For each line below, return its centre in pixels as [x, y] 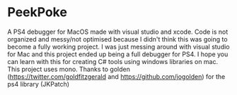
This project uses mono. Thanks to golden [69, 69]
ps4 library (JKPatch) [38, 84]
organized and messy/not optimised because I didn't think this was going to [117, 39]
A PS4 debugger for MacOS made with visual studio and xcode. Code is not [118, 32]
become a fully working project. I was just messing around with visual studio [118, 46]
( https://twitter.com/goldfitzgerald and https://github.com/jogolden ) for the [116, 76]
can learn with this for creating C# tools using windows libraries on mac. [112, 61]
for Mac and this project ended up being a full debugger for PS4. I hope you [118, 54]
